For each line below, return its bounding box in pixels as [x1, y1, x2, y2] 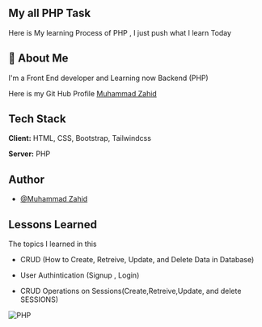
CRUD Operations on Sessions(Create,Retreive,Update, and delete [19, 287, 242, 296]
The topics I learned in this [8, 239, 97, 249]
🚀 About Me [8, 52, 69, 66]
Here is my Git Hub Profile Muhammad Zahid [8, 88, 158, 98]
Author [8, 172, 44, 186]
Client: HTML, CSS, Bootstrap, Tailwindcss [8, 134, 152, 143]
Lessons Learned [8, 218, 97, 231]
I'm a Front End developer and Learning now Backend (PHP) [8, 73, 209, 83]
